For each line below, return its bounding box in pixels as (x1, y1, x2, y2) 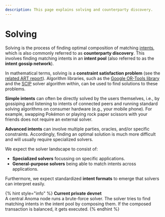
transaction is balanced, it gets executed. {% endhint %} (5, 206, 120, 212)
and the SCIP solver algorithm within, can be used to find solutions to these (5, 80, 158, 86)
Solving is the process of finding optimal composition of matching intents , (5, 45, 155, 51)
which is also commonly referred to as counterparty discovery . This (5, 50, 145, 56)
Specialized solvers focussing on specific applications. (12, 155, 126, 161)
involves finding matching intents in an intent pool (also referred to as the (5, 55, 154, 61)
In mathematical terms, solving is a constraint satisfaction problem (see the (5, 70, 161, 76)
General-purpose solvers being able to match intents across (12, 161, 136, 167)
